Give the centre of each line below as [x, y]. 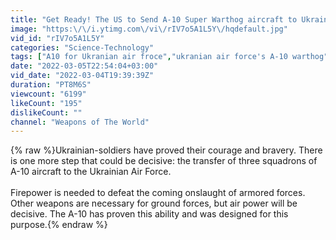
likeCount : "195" [46, 103]
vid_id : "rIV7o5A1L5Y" [57, 38]
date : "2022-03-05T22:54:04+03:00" [84, 66]
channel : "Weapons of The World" [80, 122]
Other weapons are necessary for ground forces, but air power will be [154, 203]
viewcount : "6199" [48, 94]
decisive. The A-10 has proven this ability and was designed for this [149, 214]
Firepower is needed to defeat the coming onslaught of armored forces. [158, 193]
